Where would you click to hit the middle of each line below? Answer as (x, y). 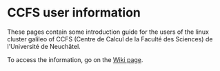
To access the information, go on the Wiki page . (75, 59)
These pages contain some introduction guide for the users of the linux (108, 32)
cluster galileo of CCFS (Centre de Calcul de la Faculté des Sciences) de (110, 39)
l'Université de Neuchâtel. (44, 46)
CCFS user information (74, 13)
